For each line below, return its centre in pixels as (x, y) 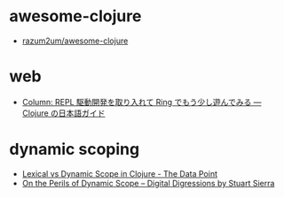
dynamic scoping (75, 150)
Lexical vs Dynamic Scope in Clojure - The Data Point (119, 173)
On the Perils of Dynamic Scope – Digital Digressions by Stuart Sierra (148, 183)
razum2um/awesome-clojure (75, 41)
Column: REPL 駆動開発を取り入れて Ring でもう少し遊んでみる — (142, 102)
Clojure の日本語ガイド (63, 113)
